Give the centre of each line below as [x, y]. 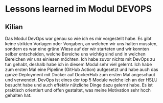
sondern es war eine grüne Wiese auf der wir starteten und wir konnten [77, 49]
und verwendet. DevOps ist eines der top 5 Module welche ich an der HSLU [81, 80]
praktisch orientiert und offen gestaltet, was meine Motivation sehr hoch [78, 90]
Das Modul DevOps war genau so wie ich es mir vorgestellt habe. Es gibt [78, 38]
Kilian [14, 27]
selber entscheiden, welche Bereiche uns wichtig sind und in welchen [75, 54]
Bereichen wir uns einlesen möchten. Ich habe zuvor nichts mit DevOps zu [80, 59]
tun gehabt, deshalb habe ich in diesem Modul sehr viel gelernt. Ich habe [79, 64]
